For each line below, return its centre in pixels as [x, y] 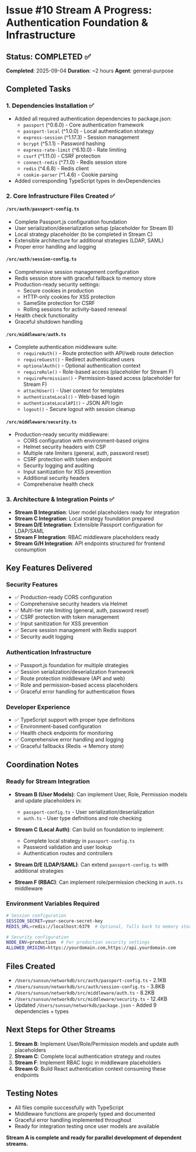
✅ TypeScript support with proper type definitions [75, 720]
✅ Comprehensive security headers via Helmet [71, 604]
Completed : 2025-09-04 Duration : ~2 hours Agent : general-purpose [90, 71]
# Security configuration [37, 937]
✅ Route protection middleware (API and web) [70, 678]
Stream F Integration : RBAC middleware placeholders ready [87, 537]
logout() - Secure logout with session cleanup [79, 409]
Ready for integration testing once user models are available [87, 1126]
